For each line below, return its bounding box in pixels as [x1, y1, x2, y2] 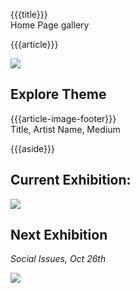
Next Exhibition [10, 227, 108, 244]
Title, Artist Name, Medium [10, 123, 121, 135]
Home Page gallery [10, 19, 90, 31]
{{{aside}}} [10, 142, 56, 154]
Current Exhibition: [10, 172, 132, 189]
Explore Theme [10, 86, 107, 103]
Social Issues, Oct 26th [10, 253, 107, 265]
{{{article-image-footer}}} [10, 112, 117, 124]
